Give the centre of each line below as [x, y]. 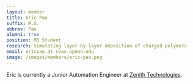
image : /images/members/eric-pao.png [54, 57]
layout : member [26, 12]
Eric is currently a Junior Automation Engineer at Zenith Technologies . [94, 74]
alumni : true [23, 35]
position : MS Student [34, 40]
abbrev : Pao [21, 29]
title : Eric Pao [27, 18]
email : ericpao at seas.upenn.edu [50, 52]
